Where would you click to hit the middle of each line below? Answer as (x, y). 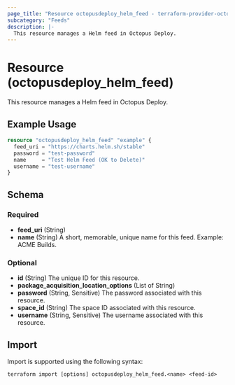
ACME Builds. (37, 244)
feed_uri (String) (42, 230)
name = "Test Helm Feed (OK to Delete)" (79, 160)
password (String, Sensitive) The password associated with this (109, 293)
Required (23, 214)
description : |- (31, 27)
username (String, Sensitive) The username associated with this (110, 315)
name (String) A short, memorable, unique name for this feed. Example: (120, 237)
